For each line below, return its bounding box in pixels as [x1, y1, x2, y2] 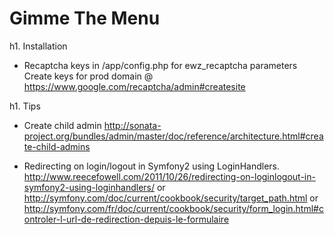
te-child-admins [23, 140, 91, 152]
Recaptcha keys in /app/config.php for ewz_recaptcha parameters [23, 59, 298, 71]
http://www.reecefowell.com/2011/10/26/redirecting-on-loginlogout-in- [23, 170, 316, 182]
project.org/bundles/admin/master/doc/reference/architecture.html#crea [23, 130, 324, 142]
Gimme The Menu [9, 7, 161, 30]
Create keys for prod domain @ [23, 70, 154, 82]
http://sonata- [103, 119, 162, 131]
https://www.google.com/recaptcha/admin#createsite [23, 80, 246, 92]
